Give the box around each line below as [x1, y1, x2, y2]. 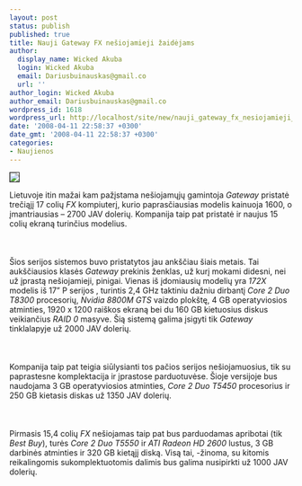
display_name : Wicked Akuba [17, 55, 123, 64]
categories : [9, 138, 54, 147]
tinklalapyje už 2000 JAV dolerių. [9, 323, 132, 333]
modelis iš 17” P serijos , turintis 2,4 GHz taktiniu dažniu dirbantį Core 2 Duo [9, 285, 290, 296]
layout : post [9, 13, 58, 22]
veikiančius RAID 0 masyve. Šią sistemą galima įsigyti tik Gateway [9, 314, 253, 324]
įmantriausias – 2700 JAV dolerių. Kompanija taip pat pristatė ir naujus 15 [9, 208, 279, 219]
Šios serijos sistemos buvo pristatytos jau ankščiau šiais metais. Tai [9, 256, 259, 267]
